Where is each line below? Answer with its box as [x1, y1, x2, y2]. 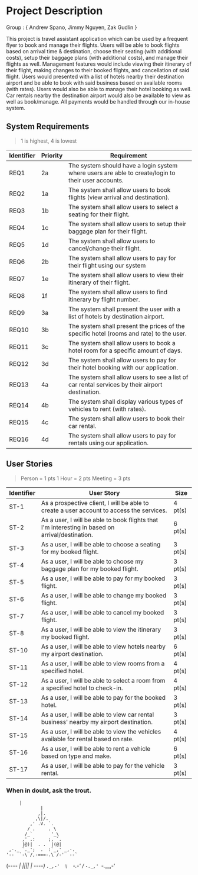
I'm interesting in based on [41, 523, 115, 531]
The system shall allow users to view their [68, 271, 184, 279]
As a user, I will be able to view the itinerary [41, 625, 161, 633]
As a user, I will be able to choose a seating [41, 540, 161, 548]
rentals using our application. [68, 439, 149, 447]
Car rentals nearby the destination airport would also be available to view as [6, 92, 190, 99]
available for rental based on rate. [41, 735, 134, 743]
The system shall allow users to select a [68, 202, 179, 211]
